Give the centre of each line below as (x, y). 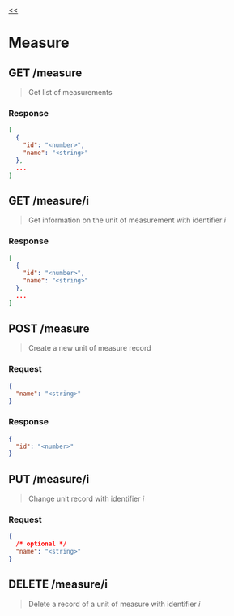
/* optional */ (41, 544)
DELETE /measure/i (58, 585)
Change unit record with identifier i (86, 499)
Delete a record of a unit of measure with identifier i (114, 604)
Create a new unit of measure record (89, 348)
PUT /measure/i (49, 479)
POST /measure (49, 329)
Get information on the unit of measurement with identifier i (127, 220)
